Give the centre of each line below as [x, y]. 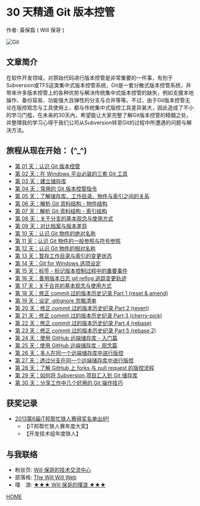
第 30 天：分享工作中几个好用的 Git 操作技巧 [69, 382]
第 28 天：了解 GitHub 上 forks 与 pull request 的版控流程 [85, 367]
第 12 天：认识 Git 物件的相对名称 [55, 248]
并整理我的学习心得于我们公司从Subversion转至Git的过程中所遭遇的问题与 [96, 122]
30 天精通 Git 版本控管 [60, 12]
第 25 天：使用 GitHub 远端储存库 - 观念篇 [66, 345]
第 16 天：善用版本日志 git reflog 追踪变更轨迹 [71, 278]
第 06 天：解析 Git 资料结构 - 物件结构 [61, 203]
